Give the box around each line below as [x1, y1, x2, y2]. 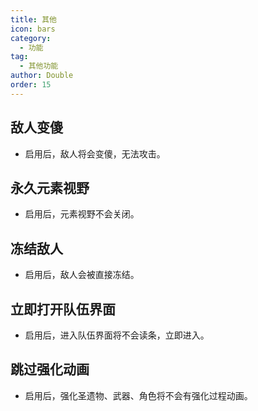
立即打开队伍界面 [10, 301, 116, 318]
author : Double [10, 71, 74, 81]
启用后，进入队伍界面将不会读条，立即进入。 [24, 329, 210, 341]
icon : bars [10, 24, 56, 34]
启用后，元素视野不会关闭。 [24, 208, 140, 220]
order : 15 [10, 80, 52, 90]
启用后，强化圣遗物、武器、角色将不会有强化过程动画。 [24, 389, 253, 401]
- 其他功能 [19, 61, 59, 71]
